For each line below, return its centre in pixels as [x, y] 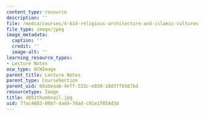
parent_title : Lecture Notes [44, 75]
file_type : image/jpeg [35, 29]
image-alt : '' [30, 52]
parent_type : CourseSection [42, 80]
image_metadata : [27, 35]
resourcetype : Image [33, 92]
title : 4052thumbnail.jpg [39, 98]
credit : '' [26, 47]
